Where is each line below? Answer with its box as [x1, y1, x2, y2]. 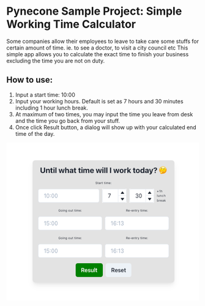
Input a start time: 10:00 [15, 91, 75, 99]
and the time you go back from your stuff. [15, 117, 121, 124]
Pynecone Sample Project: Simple [6, 4, 182, 18]
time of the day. [15, 130, 55, 137]
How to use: [6, 75, 53, 85]
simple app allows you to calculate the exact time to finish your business [6, 50, 189, 58]
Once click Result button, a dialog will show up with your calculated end [15, 124, 197, 131]
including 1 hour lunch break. [15, 104, 89, 111]
